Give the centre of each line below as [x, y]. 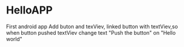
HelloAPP [29, 10]
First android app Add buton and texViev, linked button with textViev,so [92, 26]
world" [14, 39]
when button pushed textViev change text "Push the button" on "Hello [91, 32]
